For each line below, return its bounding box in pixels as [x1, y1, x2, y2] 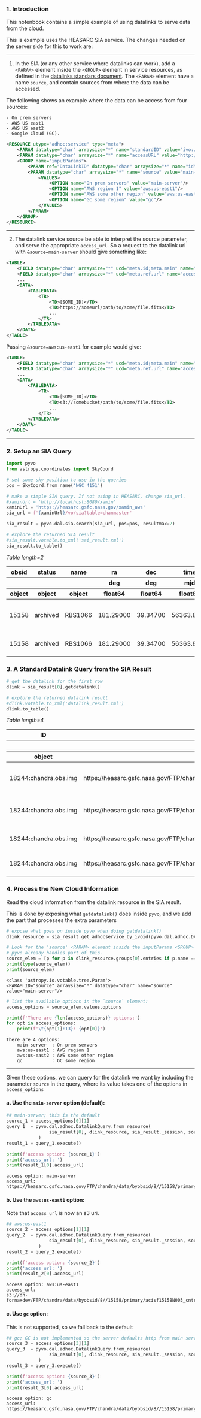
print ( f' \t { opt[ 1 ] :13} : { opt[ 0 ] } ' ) [17, 1026, 106, 1032]
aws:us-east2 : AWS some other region [17, 1053, 114, 1059]
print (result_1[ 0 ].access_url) [6, 1162, 84, 1168]
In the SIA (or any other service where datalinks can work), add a [14, 60, 175, 67]
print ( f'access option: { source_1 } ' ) [6, 1151, 100, 1157]
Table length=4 [6, 716, 44, 724]
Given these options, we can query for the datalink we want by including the [6, 1074, 194, 1081]
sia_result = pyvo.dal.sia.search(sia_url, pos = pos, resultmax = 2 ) [6, 521, 175, 527]
